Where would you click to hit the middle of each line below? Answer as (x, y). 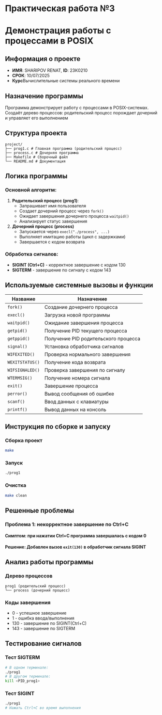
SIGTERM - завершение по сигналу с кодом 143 (61, 270)
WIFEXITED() (21, 354)
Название (23, 299)
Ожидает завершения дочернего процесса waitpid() (74, 216)
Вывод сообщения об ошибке (79, 394)
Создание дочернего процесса (81, 307)
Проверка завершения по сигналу (85, 370)
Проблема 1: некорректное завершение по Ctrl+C (67, 524)
